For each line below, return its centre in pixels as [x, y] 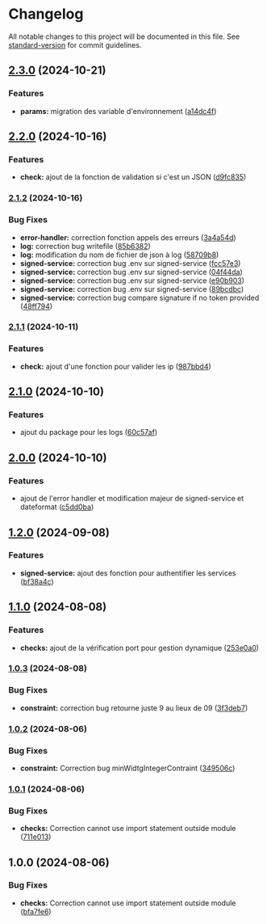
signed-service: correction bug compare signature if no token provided [140, 297]
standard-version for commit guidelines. [75, 44]
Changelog [46, 14]
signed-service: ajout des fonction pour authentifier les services [128, 573]
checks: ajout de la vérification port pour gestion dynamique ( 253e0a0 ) [140, 648]
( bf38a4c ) [37, 581]
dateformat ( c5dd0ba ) [57, 507]
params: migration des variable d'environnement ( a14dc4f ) [118, 111]
